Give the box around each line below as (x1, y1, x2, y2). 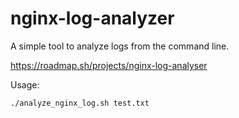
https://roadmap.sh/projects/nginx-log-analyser (10, 59, 208, 71)
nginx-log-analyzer (10, 7, 175, 30)
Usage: (10, 78, 40, 91)
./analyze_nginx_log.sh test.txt (10, 98, 150, 108)
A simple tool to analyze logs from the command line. (10, 40, 230, 52)
